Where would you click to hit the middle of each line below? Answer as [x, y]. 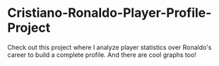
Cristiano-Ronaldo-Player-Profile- [109, 13]
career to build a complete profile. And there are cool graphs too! [102, 55]
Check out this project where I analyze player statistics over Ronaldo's [109, 47]
